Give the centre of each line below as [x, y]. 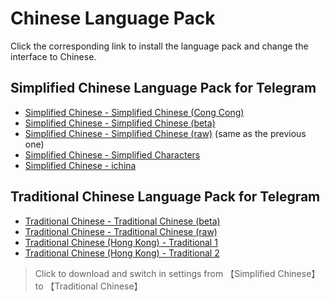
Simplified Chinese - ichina [80, 165]
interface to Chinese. [53, 56]
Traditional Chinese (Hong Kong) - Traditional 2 [122, 253]
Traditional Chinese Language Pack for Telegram [165, 197]
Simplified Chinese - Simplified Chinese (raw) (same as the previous [165, 133]
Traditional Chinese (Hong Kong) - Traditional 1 [121, 242]
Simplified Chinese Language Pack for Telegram [163, 88]
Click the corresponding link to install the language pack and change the [159, 46]
